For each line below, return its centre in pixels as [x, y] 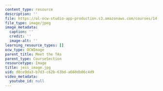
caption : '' [22, 32]
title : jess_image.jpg [28, 68]
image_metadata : [21, 27]
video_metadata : [21, 77]
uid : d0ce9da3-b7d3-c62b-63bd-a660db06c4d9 [50, 72]
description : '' [21, 14]
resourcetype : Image [26, 63]
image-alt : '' [24, 41]
